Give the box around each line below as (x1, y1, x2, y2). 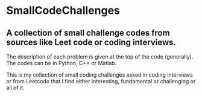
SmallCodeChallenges (6, 4, 121, 18)
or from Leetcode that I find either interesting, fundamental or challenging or (6, 78, 196, 85)
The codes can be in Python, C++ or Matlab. (6, 60, 117, 66)
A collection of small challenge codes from (6, 28, 170, 38)
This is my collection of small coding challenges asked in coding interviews (6, 71, 193, 78)
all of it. (6, 84, 25, 91)
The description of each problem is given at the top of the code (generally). (6, 53, 194, 60)
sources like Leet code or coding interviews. (6, 37, 177, 47)
